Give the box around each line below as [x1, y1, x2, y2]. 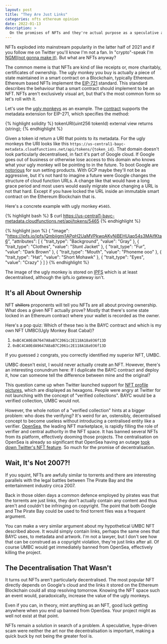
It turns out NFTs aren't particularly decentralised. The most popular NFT [5, 577, 155, 583]
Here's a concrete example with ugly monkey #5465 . [5, 203, 111, 209]
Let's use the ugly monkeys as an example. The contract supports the [5, 105, 148, 111]
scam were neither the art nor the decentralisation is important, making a [5, 628, 155, 634]
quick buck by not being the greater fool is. [5, 633, 93, 639]
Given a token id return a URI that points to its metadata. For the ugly [5, 135, 146, 141]
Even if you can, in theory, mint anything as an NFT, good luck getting [5, 602, 148, 608]
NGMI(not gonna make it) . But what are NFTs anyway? [5, 55, 116, 60]
